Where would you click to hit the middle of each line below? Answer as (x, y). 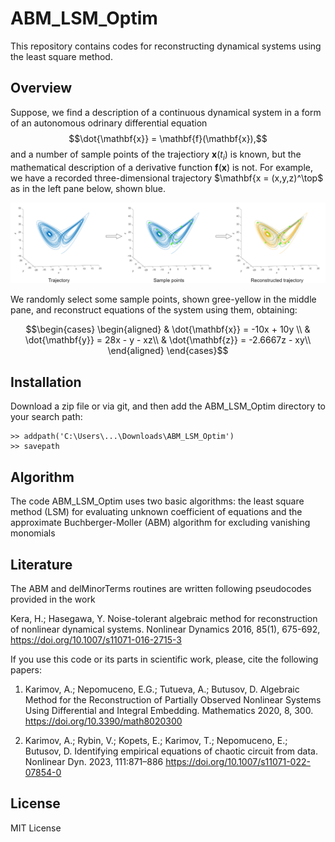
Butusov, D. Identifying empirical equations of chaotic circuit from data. (171, 751)
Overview (41, 88)
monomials (33, 533)
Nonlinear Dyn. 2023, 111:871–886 (94, 761)
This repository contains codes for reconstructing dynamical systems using (166, 46)
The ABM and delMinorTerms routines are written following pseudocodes (161, 588)
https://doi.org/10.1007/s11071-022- (238, 761)
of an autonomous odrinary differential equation (109, 123)
